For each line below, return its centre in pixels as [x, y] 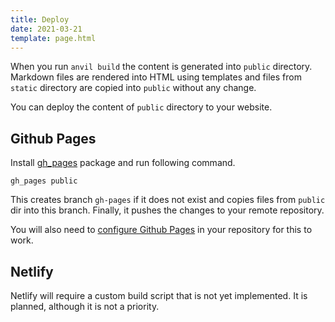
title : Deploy [40, 19]
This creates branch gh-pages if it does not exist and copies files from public [168, 200]
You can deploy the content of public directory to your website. [141, 107]
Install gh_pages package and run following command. [123, 163]
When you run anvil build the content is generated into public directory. [161, 67]
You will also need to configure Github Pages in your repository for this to [161, 230]
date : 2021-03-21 [46, 29]
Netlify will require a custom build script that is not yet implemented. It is [159, 295]
